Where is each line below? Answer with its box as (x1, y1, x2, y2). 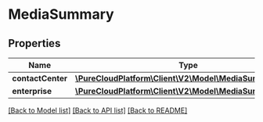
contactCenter (12, 73, 68, 84)
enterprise (12, 86, 52, 96)
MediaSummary (8, 5, 115, 23)
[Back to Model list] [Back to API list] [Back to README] (8, 106, 188, 115)
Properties (8, 37, 61, 50)
